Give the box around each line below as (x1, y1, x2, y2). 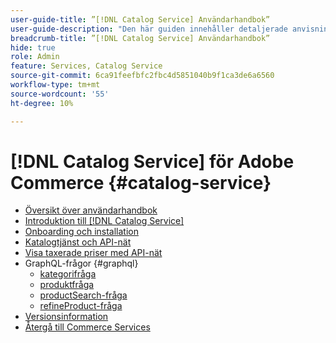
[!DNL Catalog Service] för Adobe (10, 150, 295, 173)
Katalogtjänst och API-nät (24, 236, 132, 248)
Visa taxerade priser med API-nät (24, 247, 163, 259)
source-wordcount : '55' (10, 89, 110, 99)
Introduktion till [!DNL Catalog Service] (24, 215, 185, 227)
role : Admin (10, 52, 60, 62)
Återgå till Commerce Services (24, 321, 151, 333)
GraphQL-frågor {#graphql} (24, 257, 139, 270)
